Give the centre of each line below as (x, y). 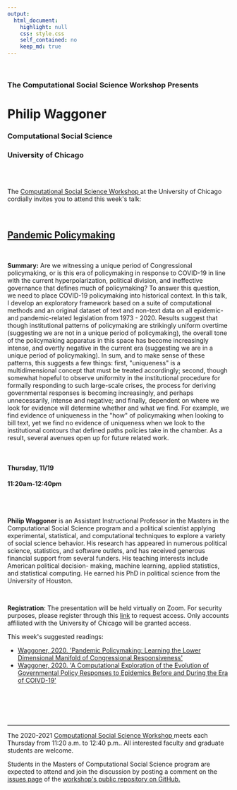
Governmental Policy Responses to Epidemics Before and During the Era (123, 673)
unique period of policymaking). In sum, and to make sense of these (106, 355)
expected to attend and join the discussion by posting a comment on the (112, 771)
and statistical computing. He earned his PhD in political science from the (114, 573)
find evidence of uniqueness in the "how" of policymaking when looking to (116, 415)
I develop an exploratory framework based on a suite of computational (109, 303)
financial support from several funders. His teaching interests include (108, 558)
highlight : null (44, 27)
